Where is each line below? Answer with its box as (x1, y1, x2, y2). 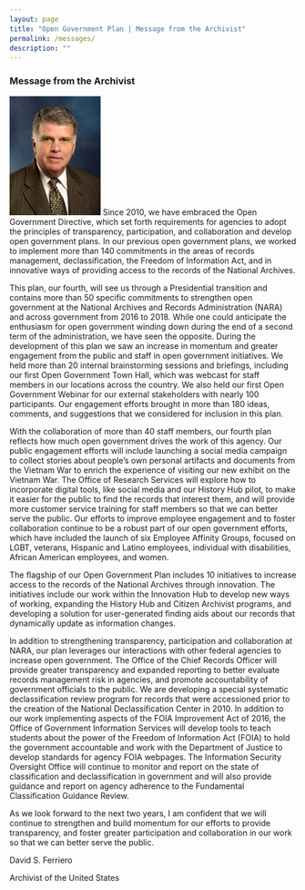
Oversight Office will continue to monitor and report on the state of (9, 761, 259, 772)
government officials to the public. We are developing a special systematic (9, 683, 289, 694)
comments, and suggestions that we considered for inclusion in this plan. (9, 408, 284, 419)
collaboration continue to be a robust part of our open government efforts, (9, 522, 289, 533)
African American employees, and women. (9, 551, 169, 562)
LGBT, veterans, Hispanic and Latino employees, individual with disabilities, (9, 542, 291, 553)
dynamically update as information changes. (9, 618, 176, 629)
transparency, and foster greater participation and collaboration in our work (9, 827, 293, 838)
